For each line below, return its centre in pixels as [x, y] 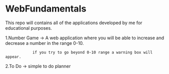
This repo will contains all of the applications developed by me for [74, 23]
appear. [13, 57]
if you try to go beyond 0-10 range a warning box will [92, 52]
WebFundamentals [46, 9]
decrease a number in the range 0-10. [45, 43]
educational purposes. [29, 28]
